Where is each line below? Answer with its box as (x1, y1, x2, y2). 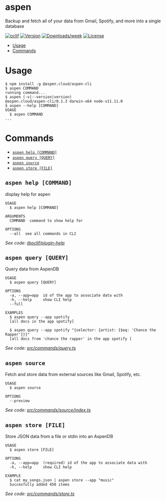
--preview (9, 398, 30, 403)
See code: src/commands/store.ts (5, 491, 75, 497)
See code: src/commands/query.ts (5, 345, 76, 351)
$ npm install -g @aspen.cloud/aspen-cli (5, 81, 92, 86)
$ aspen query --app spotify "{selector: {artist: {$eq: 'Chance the (9, 328, 156, 333)
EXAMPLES (5, 311, 23, 315)
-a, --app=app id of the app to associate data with (9, 293, 123, 298)
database (5, 23, 25, 29)
